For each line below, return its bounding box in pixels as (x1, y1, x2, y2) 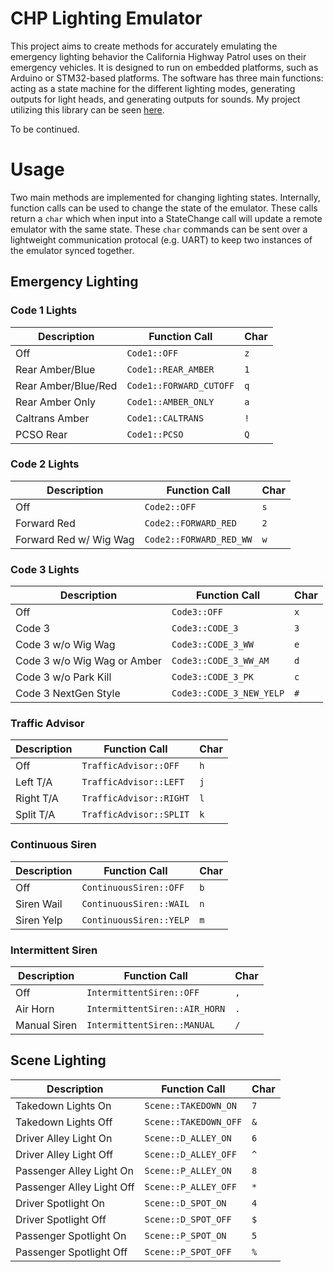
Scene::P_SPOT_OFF (144, 1246, 232, 1257)
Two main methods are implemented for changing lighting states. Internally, (10, 191, 321, 203)
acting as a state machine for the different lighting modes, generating (10, 82, 296, 94)
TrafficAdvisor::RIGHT (81, 793, 190, 804)
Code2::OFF (144, 501, 197, 512)
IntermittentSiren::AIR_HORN (86, 1003, 226, 1015)
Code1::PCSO (126, 428, 184, 440)
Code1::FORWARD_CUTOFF (126, 380, 235, 391)
